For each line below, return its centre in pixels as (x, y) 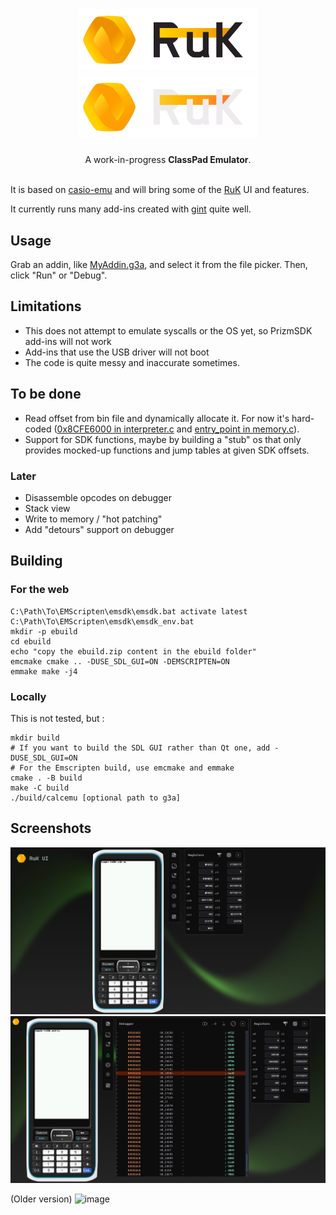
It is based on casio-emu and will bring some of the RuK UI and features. (160, 190)
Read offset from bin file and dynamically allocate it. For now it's (157, 418)
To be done (46, 394)
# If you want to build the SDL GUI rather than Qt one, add (140, 748)
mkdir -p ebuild (44, 631)
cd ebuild (31, 641)
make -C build (40, 788)
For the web (40, 590)
